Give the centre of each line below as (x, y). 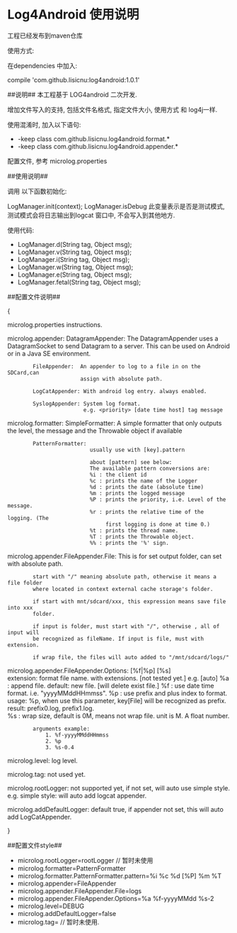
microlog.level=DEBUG (51, 906)
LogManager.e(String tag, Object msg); (75, 275)
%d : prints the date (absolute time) (146, 487)
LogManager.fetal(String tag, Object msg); (79, 282)
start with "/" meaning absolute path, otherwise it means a (125, 576)
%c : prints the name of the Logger (144, 481)
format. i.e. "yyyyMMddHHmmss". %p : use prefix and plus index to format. (117, 693)
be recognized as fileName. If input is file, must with (118, 639)
